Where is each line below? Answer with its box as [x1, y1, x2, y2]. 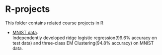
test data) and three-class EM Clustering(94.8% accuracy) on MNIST [12, 40, 154, 46]
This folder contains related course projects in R [5, 20, 103, 26]
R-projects [5, 3, 50, 15]
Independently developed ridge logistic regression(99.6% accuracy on [12, 35, 158, 41]
